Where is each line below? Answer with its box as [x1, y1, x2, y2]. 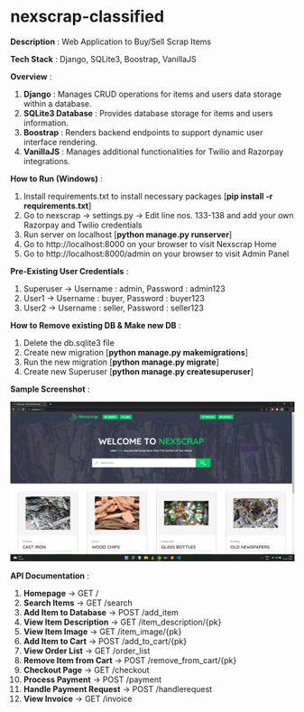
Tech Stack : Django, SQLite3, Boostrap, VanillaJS [10, 53, 197, 64]
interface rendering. [23, 136, 98, 147]
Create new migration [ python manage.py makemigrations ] [23, 347, 249, 357]
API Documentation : [10, 570, 89, 581]
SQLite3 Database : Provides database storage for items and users [23, 107, 273, 118]
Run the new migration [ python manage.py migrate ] [23, 356, 220, 367]
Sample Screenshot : [10, 384, 90, 394]
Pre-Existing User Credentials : [10, 265, 129, 276]
